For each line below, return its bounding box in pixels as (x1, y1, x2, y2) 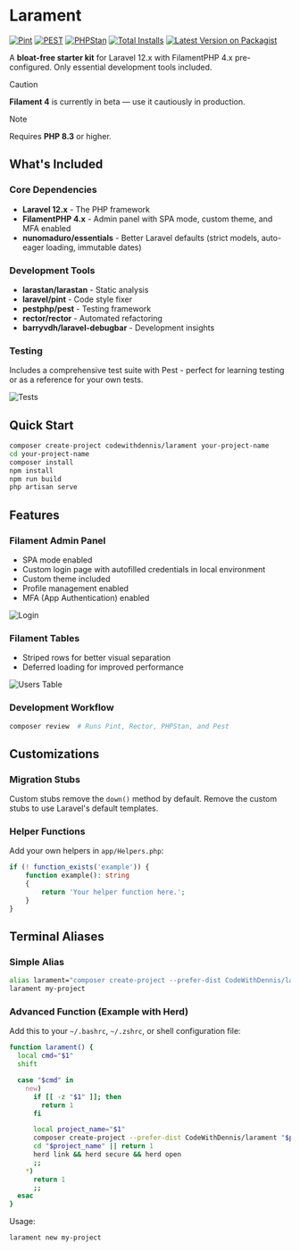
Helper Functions (9, 825, 86, 838)
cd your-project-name (9, 449, 90, 458)
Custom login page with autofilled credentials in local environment (21, 563, 266, 574)
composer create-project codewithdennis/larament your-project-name (9, 441, 270, 451)
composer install (9, 457, 74, 467)
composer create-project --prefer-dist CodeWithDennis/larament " (32, 1133, 286, 1143)
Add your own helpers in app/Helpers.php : (9, 846, 164, 856)
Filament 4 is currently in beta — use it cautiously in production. (9, 96, 246, 107)
